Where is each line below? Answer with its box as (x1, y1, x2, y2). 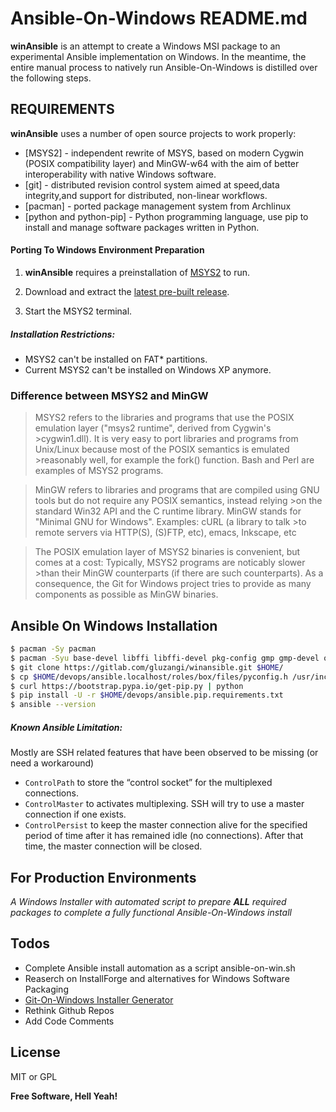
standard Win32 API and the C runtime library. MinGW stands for (34, 505, 302, 517)
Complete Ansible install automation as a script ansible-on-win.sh (24, 962, 296, 974)
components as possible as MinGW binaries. (34, 588, 219, 601)
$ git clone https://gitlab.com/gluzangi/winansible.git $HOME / (10, 662, 284, 672)
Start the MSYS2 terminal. (24, 305, 133, 317)
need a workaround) (10, 757, 95, 769)
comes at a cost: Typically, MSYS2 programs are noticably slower (34, 557, 306, 569)
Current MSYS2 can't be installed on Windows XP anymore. (24, 363, 272, 376)
